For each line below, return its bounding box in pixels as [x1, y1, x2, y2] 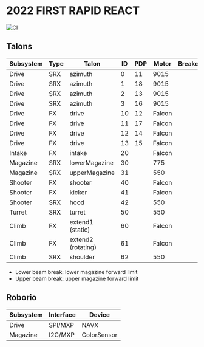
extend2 [69, 235, 93, 244]
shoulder [69, 253, 95, 261]
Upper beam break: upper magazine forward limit [15, 275, 139, 282]
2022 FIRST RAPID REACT [6, 4, 140, 18]
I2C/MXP [48, 331, 75, 339]
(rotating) [69, 242, 97, 251]
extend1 [69, 218, 93, 226]
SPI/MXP [48, 320, 75, 329]
